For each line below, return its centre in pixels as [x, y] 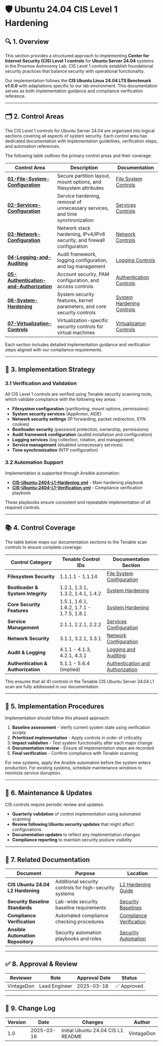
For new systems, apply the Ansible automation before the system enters [78, 763]
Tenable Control [81, 559]
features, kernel [75, 300]
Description [84, 167]
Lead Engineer [56, 986]
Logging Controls [135, 260]
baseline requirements [81, 908]
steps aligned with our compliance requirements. [54, 349]
